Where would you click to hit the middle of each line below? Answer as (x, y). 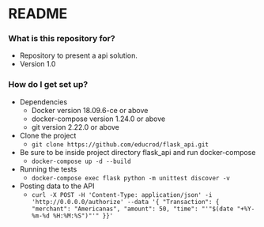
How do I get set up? (48, 85)
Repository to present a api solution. (79, 55)
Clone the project (48, 135)
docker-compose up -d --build (81, 161)
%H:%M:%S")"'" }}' (83, 216)
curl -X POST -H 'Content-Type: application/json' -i (122, 195)
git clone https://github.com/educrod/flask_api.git (120, 144)
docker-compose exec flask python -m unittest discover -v (131, 178)
